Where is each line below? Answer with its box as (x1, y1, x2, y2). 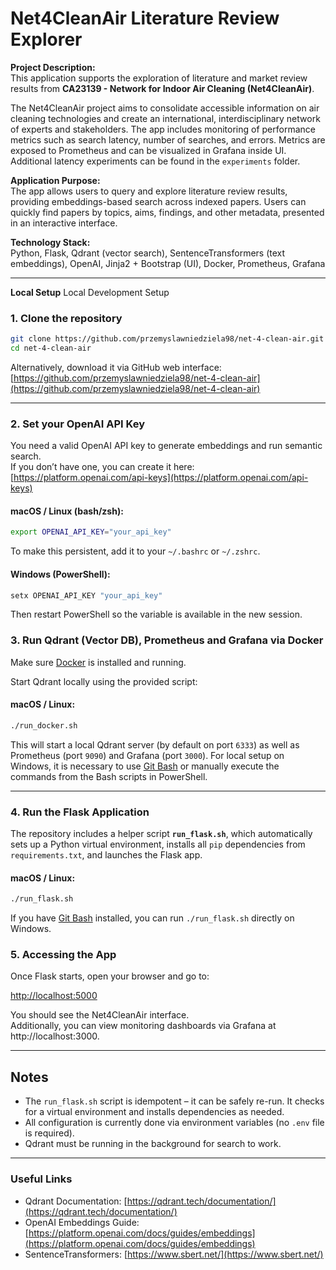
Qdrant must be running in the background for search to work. (24, 1138, 282, 1150)
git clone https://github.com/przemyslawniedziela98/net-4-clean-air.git (10, 334, 325, 344)
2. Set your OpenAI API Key (10, 417, 145, 431)
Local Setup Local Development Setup (10, 286, 170, 298)
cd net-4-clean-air (10, 343, 92, 354)
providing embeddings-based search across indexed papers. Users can (10, 195, 307, 207)
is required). (24, 1127, 75, 1139)
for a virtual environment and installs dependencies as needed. (24, 1106, 285, 1118)
